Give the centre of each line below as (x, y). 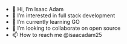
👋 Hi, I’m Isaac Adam (38, 9)
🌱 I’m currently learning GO (46, 22)
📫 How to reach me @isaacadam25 (57, 35)
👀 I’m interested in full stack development (63, 15)
